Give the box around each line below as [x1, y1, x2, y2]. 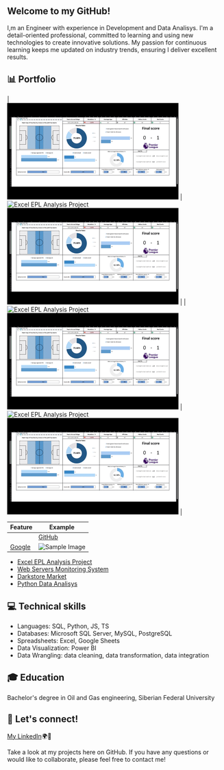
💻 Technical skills [7, 600, 86, 612]
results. [7, 53, 29, 61]
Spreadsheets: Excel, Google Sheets [16, 636, 120, 645]
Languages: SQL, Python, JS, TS [16, 622, 110, 630]
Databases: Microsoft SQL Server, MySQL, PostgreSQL [16, 629, 173, 637]
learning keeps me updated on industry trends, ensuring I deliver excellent [7, 45, 217, 53]
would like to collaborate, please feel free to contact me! [7, 755, 166, 763]
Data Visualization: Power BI [16, 644, 97, 652]
